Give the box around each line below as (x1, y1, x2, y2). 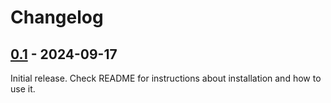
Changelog (10, 6, 104, 29)
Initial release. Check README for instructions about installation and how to (10, 72, 322, 84)
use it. (10, 83, 36, 95)
